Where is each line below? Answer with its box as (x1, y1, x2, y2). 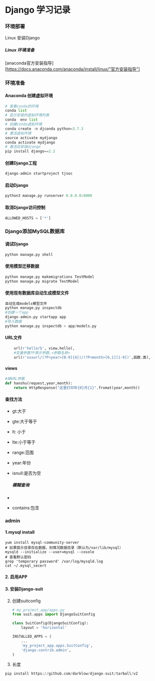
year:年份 (12, 460, 31, 466)
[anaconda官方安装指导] (5, 60, 54, 66)
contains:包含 (12, 504, 40, 511)
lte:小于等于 (12, 439, 36, 445)
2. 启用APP (5, 574, 28, 580)
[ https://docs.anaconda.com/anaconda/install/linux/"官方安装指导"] (5, 66, 140, 72)
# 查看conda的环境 (5, 104, 39, 108)
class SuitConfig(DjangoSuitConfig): (12, 621, 89, 626)
